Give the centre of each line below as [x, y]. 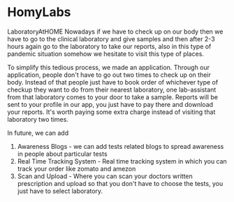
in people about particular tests [62, 154]
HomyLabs [39, 12]
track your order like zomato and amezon [76, 168]
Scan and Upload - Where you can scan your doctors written [105, 176]
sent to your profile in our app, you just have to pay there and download [110, 104]
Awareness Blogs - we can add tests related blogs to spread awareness [120, 146]
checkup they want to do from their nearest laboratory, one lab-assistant [112, 89]
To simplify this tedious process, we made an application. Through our [109, 67]
